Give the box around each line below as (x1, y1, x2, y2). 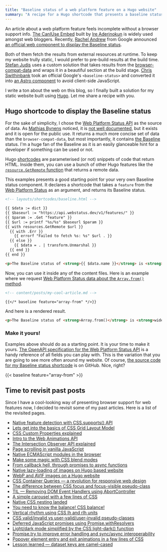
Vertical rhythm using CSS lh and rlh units (12, 510, 98, 516)
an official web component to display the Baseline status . (5, 41, 122, 47)
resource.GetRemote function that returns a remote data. (5, 167, 119, 173)
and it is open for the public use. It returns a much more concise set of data (5, 131, 160, 137)
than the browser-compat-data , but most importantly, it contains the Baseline (5, 136, 161, 142)
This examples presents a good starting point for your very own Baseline (5, 176, 154, 182)
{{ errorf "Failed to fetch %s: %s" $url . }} (14, 234, 112, 239)
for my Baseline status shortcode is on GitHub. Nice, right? (5, 362, 125, 368)
